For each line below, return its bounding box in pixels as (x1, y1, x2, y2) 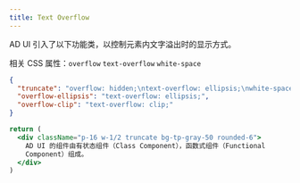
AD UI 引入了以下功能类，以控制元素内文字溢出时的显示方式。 (9, 38, 237, 49)
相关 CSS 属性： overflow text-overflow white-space (9, 57, 202, 68)
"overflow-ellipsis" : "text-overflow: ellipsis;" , (17, 92, 210, 101)
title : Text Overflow (9, 12, 90, 22)
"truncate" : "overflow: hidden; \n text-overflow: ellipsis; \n (17, 84, 250, 93)
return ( (9, 125, 42, 134)
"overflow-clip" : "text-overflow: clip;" (17, 100, 174, 110)
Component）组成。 (25, 149, 88, 159)
